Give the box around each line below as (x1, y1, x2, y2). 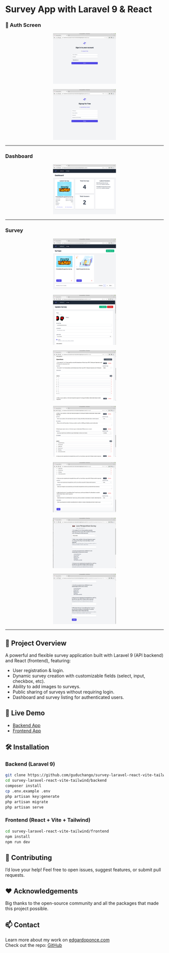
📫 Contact (5, 921, 40, 929)
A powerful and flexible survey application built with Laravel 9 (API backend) (5, 652, 163, 658)
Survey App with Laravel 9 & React (5, 4, 152, 15)
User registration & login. (12, 667, 64, 673)
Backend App (12, 722, 41, 728)
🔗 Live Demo (5, 709, 45, 718)
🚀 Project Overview (5, 639, 67, 647)
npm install (5, 834, 30, 839)
